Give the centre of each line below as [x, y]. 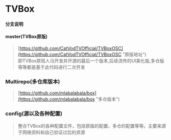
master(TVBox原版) [26, 37]
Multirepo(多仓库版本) [33, 81]
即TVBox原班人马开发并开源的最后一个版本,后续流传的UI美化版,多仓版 [91, 61]
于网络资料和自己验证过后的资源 [51, 132]
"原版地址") [134, 54]
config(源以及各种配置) [34, 114]
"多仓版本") [108, 99]
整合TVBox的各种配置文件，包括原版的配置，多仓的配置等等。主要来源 [92, 126]
